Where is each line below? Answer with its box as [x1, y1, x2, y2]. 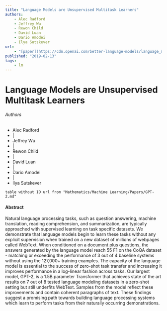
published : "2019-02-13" [5, 53, 57, 59]
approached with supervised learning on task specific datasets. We [5, 226, 143, 232]
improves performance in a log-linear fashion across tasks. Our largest [5, 268, 150, 274]
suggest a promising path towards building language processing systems [5, 295, 155, 301]
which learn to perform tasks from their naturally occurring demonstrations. [5, 300, 160, 306]
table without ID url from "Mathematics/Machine [5, 190, 108, 195]
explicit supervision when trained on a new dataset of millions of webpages [5, 236, 160, 242]
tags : [5, 58, 16, 63]
